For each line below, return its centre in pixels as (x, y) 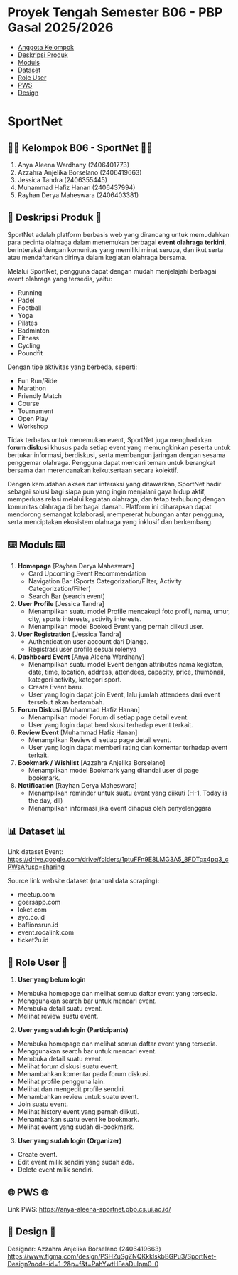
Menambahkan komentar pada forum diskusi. (84, 1074)
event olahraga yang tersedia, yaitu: (60, 279)
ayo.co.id (31, 917)
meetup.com (36, 895)
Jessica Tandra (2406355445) (63, 179)
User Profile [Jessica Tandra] (61, 603)
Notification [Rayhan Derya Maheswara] (77, 785)
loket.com (32, 910)
